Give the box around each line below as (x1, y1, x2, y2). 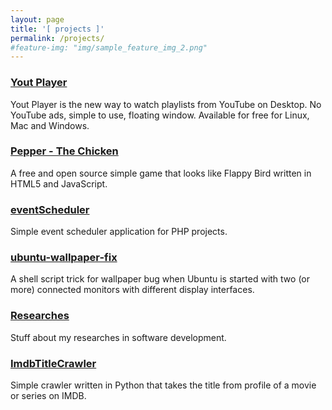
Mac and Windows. (10, 119, 90, 131)
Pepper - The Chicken (10, 144, 119, 158)
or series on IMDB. (10, 390, 87, 402)
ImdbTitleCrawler (10, 356, 97, 370)
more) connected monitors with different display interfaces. (10, 284, 255, 296)
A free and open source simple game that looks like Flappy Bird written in (10, 167, 312, 179)
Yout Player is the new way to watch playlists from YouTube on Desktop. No (10, 98, 322, 110)
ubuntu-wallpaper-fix (10, 251, 118, 265)
